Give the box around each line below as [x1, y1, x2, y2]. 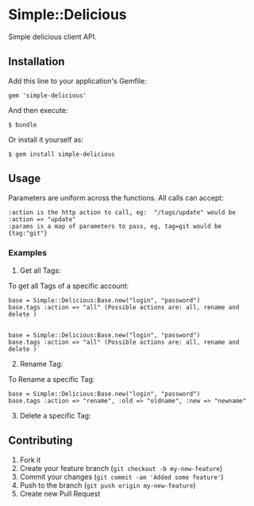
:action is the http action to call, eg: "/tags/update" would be [8, 208, 237, 216]
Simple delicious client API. [8, 32, 97, 41]
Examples [8, 247, 48, 259]
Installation [8, 55, 65, 68]
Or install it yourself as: [8, 134, 83, 144]
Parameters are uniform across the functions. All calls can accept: [8, 193, 224, 202]
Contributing [8, 434, 73, 447]
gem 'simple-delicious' [8, 91, 87, 99]
